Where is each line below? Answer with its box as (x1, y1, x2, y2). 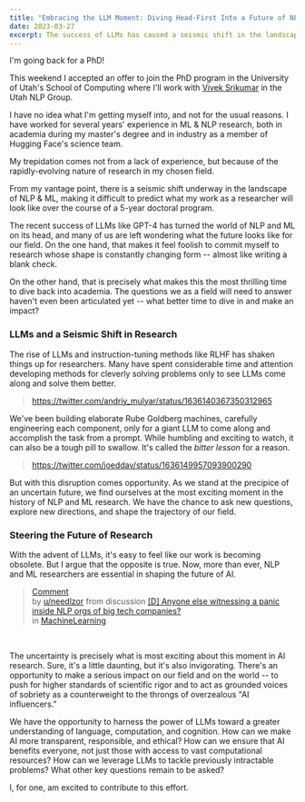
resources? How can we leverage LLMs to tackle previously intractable (9, 755, 274, 766)
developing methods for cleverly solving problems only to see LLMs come (9, 368, 286, 379)
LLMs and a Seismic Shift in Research (9, 328, 178, 341)
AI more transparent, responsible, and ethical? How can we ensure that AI (9, 735, 285, 746)
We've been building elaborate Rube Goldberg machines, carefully (9, 412, 258, 423)
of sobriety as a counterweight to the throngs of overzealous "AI (9, 688, 250, 699)
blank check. (9, 259, 57, 270)
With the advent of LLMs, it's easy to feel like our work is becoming (9, 549, 261, 559)
